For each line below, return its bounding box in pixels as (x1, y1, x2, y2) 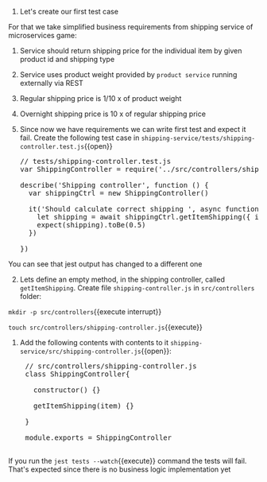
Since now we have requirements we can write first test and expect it (19, 125, 246, 134)
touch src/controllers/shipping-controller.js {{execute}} (8, 322, 203, 332)
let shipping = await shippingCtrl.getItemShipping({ (37, 212, 251, 221)
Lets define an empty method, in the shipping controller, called (19, 274, 225, 284)
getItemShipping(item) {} (33, 402, 134, 410)
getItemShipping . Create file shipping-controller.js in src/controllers (19, 283, 255, 293)
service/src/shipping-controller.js (19, 348, 141, 356)
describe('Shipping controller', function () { (19, 181, 209, 189)
